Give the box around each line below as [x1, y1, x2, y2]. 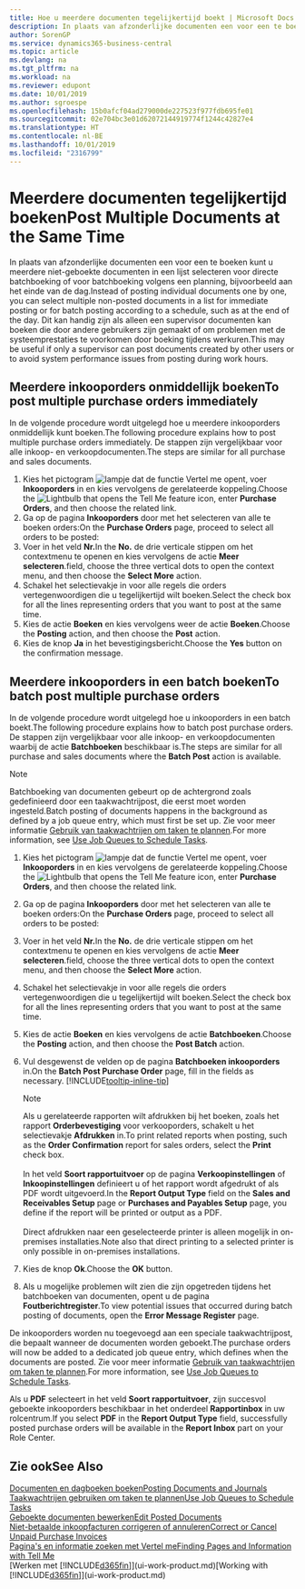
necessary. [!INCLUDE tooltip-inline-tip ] [22, 1075, 170, 1086]
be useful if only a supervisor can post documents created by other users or [9, 343, 295, 355]
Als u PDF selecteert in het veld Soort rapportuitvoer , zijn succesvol [9, 1394, 266, 1404]
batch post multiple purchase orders [9, 688, 221, 704]
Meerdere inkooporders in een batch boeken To [9, 674, 280, 689]
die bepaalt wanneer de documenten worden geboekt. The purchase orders [9, 1337, 291, 1348]
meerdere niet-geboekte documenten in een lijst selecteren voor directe [9, 265, 279, 277]
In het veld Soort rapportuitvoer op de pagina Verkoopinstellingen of [22, 1169, 286, 1180]
